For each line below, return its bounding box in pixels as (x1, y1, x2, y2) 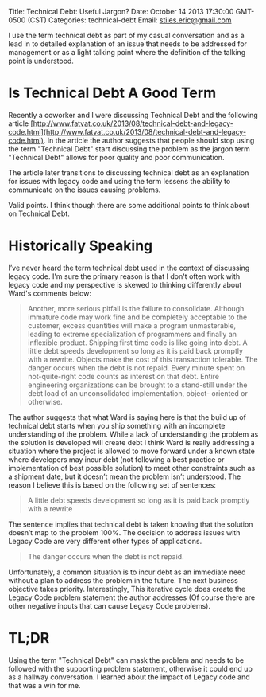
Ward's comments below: (8, 288, 91, 298)
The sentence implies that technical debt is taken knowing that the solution (8, 519, 253, 529)
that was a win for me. (8, 680, 81, 690)
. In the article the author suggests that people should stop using (43, 135, 255, 145)
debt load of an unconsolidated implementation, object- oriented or (27, 388, 249, 397)
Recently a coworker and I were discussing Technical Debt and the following (8, 110, 258, 119)
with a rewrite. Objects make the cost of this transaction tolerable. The (27, 354, 258, 364)
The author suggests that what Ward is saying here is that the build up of (8, 412, 246, 421)
